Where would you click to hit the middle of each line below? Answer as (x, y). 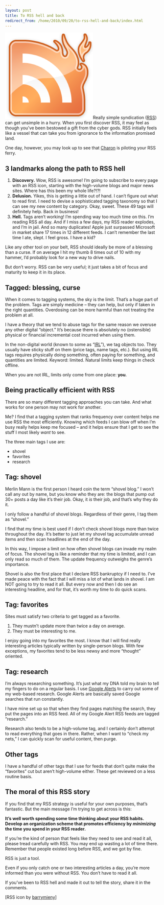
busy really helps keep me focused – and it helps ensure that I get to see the (82, 427)
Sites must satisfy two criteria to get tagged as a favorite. (63, 616)
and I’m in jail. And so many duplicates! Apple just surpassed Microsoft (83, 227)
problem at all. (20, 315)
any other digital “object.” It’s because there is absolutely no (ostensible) (78, 330)
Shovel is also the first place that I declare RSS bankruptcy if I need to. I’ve (80, 574)
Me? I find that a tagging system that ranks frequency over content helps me (82, 416)
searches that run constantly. (35, 699)
